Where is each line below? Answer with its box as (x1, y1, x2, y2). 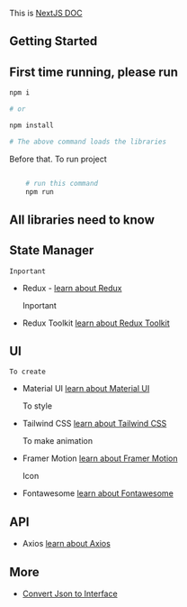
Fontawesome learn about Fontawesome (22, 488, 174, 499)
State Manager (9, 243, 94, 258)
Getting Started (9, 33, 98, 49)
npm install (9, 121, 54, 130)
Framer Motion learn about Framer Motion (22, 453, 178, 464)
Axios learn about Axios (22, 538, 111, 549)
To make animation (22, 436, 93, 446)
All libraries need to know (9, 212, 156, 227)
